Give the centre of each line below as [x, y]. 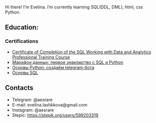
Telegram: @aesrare [32, 100]
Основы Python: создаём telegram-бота [53, 67]
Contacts [19, 88]
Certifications [22, 41]
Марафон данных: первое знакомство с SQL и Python [68, 62]
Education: [22, 27]
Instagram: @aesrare [33, 110]
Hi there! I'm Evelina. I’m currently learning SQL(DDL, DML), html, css [74, 7]
